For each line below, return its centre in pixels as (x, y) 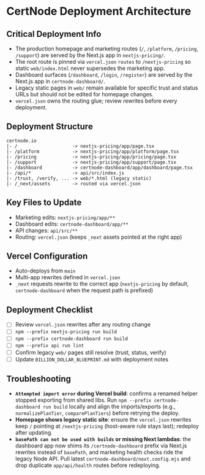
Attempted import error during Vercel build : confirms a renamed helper (106, 393)
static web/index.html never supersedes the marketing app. (90, 68)
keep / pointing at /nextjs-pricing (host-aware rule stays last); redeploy (107, 426)
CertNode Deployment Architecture (99, 11)
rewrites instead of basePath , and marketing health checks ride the (99, 452)
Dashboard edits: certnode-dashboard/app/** (72, 224)
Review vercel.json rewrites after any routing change (83, 325)
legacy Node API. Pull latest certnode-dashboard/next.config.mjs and (103, 459)
